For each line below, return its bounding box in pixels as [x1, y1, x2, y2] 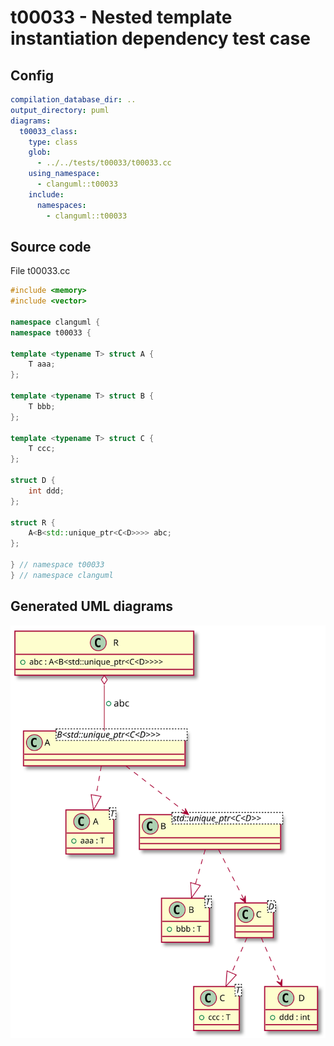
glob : [28, 147, 52, 158]
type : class [28, 137, 78, 147]
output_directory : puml [10, 105, 110, 115]
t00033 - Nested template [10, 6, 233, 29]
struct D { [10, 476, 56, 486]
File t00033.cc [10, 265, 71, 277]
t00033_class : [19, 126, 78, 136]
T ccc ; [28, 444, 56, 454]
